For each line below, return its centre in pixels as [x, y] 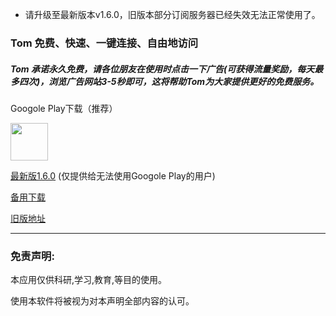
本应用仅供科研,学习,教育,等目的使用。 [89, 280]
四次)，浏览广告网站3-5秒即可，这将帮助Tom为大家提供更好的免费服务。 [169, 81]
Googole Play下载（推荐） [64, 108]
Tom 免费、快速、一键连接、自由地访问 [104, 43]
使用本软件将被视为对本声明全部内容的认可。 [102, 301]
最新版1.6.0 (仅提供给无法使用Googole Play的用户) [113, 175]
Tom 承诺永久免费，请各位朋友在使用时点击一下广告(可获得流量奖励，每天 [162, 69]
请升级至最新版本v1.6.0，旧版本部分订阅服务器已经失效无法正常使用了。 [172, 14]
